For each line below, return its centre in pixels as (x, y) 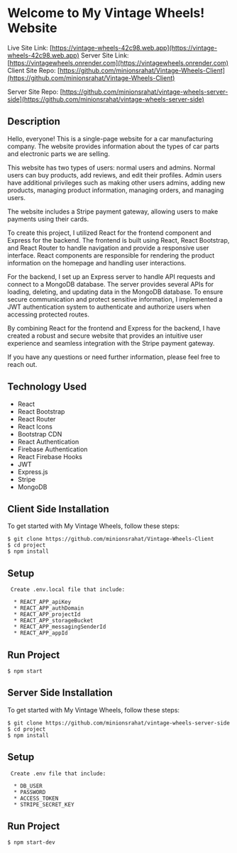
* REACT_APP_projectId (47, 615)
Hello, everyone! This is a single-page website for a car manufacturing (110, 138)
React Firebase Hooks (50, 456)
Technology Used (47, 387)
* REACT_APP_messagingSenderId (60, 627)
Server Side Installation (60, 693)
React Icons (35, 426)
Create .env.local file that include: (68, 590)
